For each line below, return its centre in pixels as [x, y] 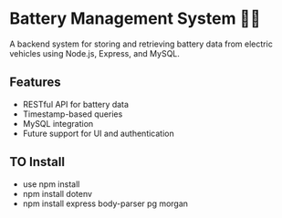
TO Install [37, 162]
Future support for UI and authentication [99, 133]
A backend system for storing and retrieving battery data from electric [141, 44]
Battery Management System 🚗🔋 [136, 19]
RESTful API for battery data [76, 104]
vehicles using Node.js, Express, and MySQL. [95, 53]
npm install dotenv [57, 193]
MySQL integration [58, 123]
